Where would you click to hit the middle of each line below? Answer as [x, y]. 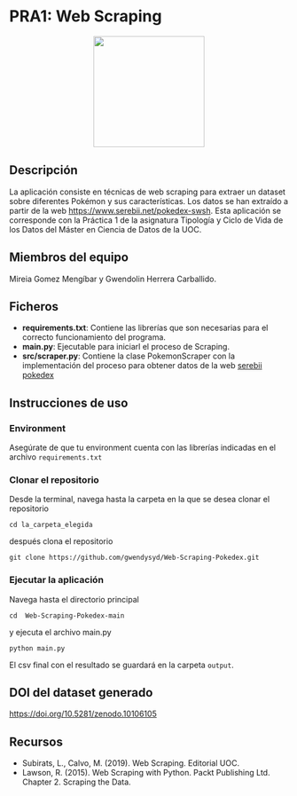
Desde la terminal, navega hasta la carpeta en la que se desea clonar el [140, 500]
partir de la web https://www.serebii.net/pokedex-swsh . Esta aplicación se [145, 210]
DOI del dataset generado [81, 693]
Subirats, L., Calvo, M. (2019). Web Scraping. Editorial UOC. [131, 763]
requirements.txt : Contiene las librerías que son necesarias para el [145, 328]
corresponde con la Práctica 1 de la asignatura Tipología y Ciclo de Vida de [146, 220]
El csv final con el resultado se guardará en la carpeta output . [121, 665]
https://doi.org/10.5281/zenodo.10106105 [83, 714]
